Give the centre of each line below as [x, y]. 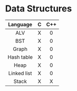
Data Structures [38, 9]
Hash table [20, 57]
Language [20, 24]
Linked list [20, 73]
